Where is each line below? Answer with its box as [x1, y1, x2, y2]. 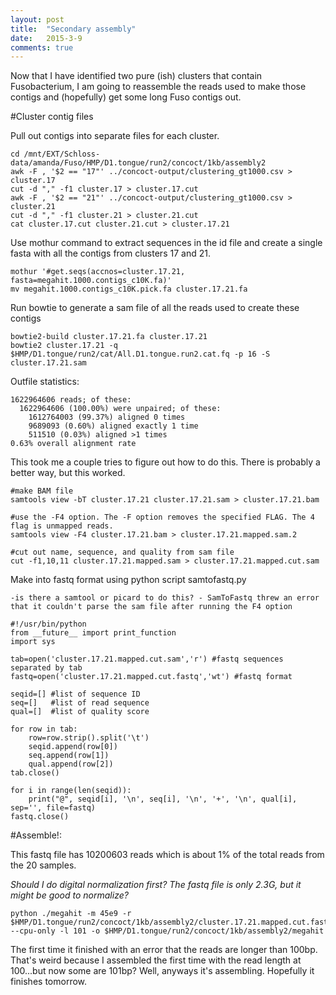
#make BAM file [10, 486, 74, 496]
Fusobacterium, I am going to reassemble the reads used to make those [10, 81, 307, 93]
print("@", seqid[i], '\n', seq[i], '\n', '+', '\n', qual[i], [28, 794, 298, 805]
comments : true [10, 42, 74, 53]
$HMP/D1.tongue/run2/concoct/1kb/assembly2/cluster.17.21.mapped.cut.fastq [10, 917, 333, 928]
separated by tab [10, 663, 83, 673]
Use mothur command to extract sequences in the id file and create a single [10, 237, 323, 249]
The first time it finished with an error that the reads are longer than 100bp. [10, 944, 318, 956]
